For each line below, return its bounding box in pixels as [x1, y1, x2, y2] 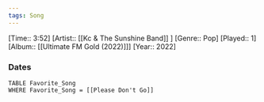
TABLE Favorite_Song [8, 79, 77, 87]
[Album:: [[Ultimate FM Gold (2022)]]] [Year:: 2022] [8, 41, 177, 51]
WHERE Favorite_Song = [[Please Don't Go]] [8, 86, 155, 94]
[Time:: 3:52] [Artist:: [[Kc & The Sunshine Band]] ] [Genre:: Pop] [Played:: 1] [8, 33, 257, 43]
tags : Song [8, 11, 44, 20]
